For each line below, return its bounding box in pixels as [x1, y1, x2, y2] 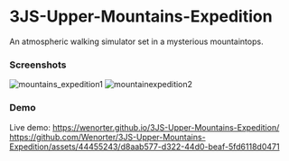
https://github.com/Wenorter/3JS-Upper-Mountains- [9, 131, 206, 142]
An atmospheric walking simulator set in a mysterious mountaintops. [9, 36, 264, 47]
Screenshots [9, 58, 67, 71]
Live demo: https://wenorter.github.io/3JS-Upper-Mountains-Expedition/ [9, 121, 280, 132]
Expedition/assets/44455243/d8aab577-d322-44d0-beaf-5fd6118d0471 [9, 141, 280, 152]
